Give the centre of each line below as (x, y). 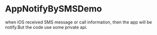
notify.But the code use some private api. (46, 27)
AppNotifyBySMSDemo (53, 9)
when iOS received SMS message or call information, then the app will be (78, 22)
